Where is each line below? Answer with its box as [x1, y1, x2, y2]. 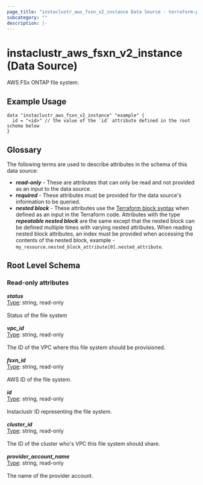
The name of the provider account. [7, 472, 93, 479]
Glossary [7, 144, 42, 155]
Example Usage [7, 96, 67, 106]
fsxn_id [7, 356, 26, 364]
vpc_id [7, 324, 24, 332]
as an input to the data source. [15, 185, 92, 192]
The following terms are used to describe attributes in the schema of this [7, 161, 187, 168]
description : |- [7, 20, 48, 26]
